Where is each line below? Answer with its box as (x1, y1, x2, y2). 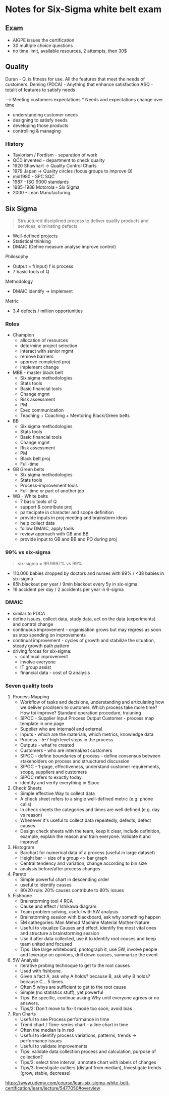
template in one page (20, 721, 65, 727)
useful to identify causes (20, 882, 72, 888)
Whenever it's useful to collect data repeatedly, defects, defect (20, 817, 151, 823)
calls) (20, 801, 32, 808)
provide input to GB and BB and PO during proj (20, 536, 117, 542)
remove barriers (20, 353, 54, 360)
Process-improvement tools (20, 482, 78, 489)
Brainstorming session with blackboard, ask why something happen (20, 914, 161, 920)
